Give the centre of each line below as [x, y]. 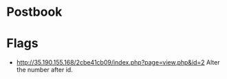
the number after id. [44, 70]
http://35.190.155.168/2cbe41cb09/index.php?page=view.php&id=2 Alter [118, 63]
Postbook [34, 12]
